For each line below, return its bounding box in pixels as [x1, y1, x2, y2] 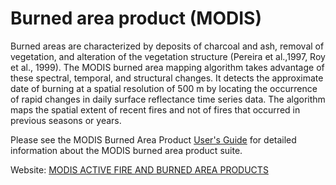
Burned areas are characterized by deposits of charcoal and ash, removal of [10, 40, 325, 52]
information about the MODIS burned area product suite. [10, 144, 243, 156]
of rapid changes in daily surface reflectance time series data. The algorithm [10, 93, 326, 105]
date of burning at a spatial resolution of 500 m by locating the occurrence [10, 82, 318, 94]
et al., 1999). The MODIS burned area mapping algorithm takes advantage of [10, 61, 325, 73]
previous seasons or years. [10, 114, 122, 126]
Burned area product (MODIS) [10, 7, 262, 30]
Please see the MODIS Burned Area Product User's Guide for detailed [10, 133, 297, 146]
